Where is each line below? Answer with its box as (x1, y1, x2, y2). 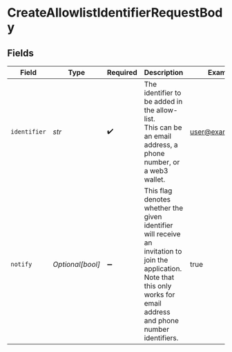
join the (144, 255, 168, 265)
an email (144, 132, 171, 141)
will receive (144, 229, 181, 238)
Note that (144, 272, 175, 282)
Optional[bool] (52, 260, 101, 269)
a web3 (144, 166, 168, 175)
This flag (144, 186, 173, 195)
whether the (144, 203, 184, 213)
